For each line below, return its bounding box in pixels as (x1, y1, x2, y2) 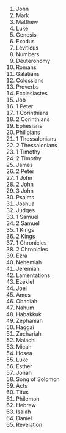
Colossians (15, 76, 44, 84)
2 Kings (15, 232, 35, 240)
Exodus (15, 38, 35, 45)
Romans (15, 64, 37, 71)
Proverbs (15, 83, 39, 91)
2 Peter (15, 168, 35, 175)
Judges (15, 207, 35, 213)
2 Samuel (15, 220, 40, 227)
